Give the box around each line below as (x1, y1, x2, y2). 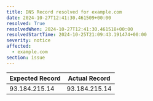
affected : (6, 43, 32, 50)
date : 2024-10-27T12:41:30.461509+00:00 (6, 15, 112, 21)
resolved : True (6, 20, 45, 26)
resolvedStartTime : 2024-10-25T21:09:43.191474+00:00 (6, 32, 147, 38)
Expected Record (9, 74, 61, 83)
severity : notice (6, 37, 51, 43)
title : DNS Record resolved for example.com (6, 9, 122, 15)
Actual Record (68, 74, 111, 83)
